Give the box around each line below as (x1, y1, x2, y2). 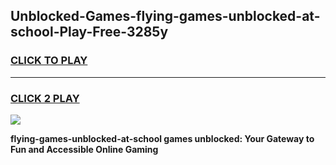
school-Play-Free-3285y (10, 24, 169, 41)
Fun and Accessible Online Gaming (10, 143, 159, 155)
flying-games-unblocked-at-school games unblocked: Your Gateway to (10, 132, 315, 144)
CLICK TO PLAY (10, 54, 88, 68)
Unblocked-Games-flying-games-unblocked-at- (10, 8, 321, 25)
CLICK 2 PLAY (10, 91, 80, 105)
